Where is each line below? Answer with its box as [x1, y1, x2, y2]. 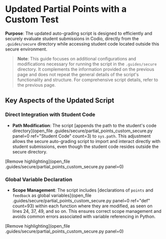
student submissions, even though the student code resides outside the [12, 143, 159, 149]
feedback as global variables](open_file [12, 192, 92, 198]
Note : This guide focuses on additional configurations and [17, 55, 136, 61]
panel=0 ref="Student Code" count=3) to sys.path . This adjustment [12, 133, 151, 139]
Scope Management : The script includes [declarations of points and [12, 187, 154, 193]
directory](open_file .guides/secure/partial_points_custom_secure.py [12, 128, 153, 134]
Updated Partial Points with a [5, 3, 127, 15]
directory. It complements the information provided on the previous [17, 66, 155, 72]
